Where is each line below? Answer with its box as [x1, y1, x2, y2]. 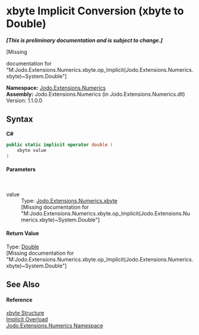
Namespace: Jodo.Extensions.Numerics [6, 84, 106, 91]
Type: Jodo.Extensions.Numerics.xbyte [21, 197, 118, 204]
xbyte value [17, 147, 46, 153]
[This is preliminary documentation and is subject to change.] [6, 36, 163, 44]
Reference [6, 296, 33, 303]
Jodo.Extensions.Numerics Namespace [6, 322, 103, 330]
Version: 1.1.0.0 [6, 97, 43, 104]
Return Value [6, 230, 39, 237]
